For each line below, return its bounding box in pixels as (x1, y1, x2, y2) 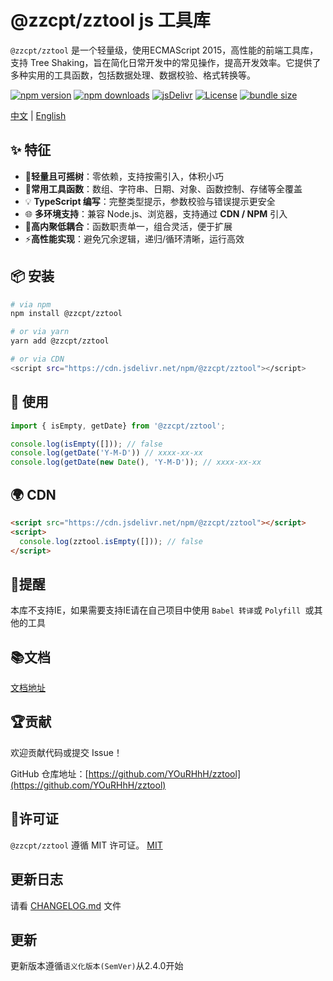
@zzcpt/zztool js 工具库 (10, 9, 211, 32)
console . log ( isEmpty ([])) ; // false (10, 439, 163, 449)
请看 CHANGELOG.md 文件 (10, 899, 122, 911)
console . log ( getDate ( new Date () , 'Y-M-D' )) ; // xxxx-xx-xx (10, 457, 262, 468)
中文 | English (10, 109, 67, 121)
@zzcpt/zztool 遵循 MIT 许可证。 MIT (10, 839, 163, 851)
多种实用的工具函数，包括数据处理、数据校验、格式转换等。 (10, 69, 256, 81)
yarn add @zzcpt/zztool (10, 336, 110, 346)
